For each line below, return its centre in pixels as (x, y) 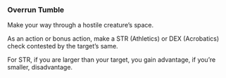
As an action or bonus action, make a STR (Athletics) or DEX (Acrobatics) (113, 39)
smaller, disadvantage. (40, 67)
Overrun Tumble (36, 10)
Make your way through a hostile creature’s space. (81, 25)
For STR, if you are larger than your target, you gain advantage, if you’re (112, 60)
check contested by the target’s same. (63, 46)
